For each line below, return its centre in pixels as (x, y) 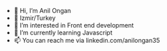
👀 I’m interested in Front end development (74, 25)
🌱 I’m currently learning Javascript (63, 32)
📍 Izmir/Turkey (34, 18)
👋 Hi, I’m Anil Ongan (42, 11)
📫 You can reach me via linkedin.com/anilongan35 (87, 40)
